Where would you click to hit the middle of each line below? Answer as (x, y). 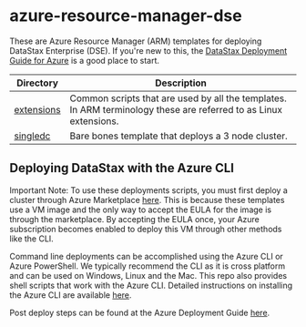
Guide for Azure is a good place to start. (85, 60)
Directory (38, 83)
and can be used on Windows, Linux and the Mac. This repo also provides (148, 275)
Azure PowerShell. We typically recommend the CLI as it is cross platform (147, 266)
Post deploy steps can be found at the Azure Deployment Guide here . (140, 312)
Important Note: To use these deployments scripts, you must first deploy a (149, 190)
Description (181, 83)
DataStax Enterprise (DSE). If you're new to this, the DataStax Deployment (148, 50)
